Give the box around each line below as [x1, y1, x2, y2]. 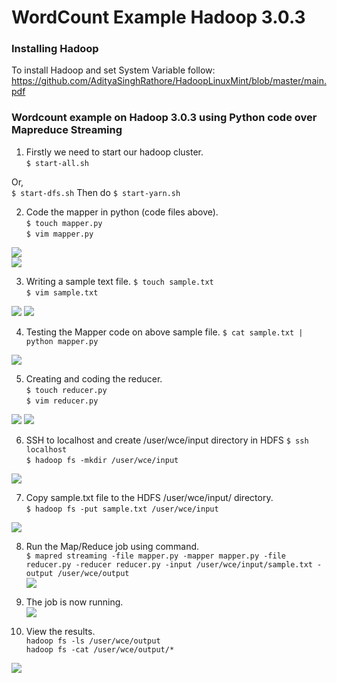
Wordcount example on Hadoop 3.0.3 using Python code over [11, 111, 318, 125]
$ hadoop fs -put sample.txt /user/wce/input [25, 504, 219, 514]
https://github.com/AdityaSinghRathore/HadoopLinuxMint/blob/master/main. [11, 75, 327, 87]
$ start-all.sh [25, 158, 90, 168]
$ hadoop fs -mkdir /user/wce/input [25, 455, 179, 465]
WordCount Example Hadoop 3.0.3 [11, 6, 306, 29]
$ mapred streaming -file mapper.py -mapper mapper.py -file [25, 551, 287, 561]
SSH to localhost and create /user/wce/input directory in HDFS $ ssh [25, 434, 309, 446]
